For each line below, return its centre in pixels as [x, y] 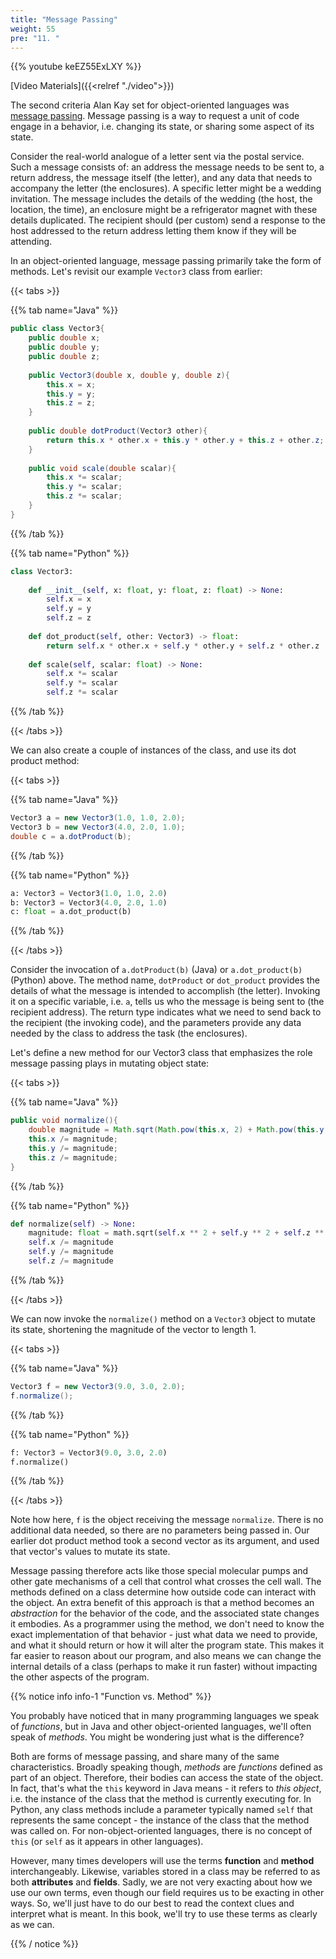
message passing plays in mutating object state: [110, 1063]
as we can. [32, 1925]
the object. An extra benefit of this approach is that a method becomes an [162, 1603]
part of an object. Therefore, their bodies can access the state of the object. [167, 1778]
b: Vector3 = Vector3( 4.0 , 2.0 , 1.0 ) [89, 902]
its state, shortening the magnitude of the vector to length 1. [133, 1329]
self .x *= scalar [82, 674]
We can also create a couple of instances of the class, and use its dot [153, 750]
